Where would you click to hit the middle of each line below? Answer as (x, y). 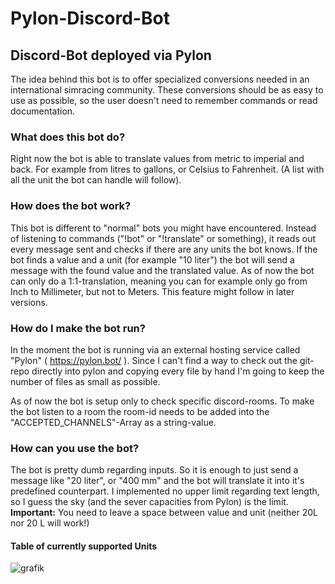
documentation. (43, 111)
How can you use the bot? (75, 448)
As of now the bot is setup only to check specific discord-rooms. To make (162, 401)
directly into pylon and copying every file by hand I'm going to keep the (178, 371)
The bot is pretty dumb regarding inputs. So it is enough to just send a (154, 470)
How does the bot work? (71, 206)
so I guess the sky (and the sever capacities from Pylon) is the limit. (149, 502)
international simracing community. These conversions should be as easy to (167, 90)
